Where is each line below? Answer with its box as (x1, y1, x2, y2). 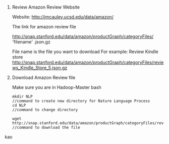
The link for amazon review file (12, 24, 76, 30)
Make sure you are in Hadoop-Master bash (12, 84, 101, 90)
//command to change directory (12, 108, 78, 113)
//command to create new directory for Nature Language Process (12, 99, 150, 104)
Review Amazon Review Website (12, 4, 80, 10)
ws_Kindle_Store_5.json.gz (12, 65, 68, 71)
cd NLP (12, 103, 26, 108)
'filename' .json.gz (12, 39, 51, 45)
